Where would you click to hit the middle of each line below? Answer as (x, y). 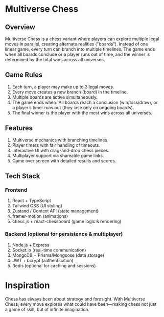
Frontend (16, 190)
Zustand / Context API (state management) (55, 211)
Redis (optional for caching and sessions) (54, 266)
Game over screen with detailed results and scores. (64, 160)
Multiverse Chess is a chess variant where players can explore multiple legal (82, 39)
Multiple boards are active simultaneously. (55, 97)
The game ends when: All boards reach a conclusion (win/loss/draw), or (85, 102)
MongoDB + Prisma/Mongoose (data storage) (58, 255)
